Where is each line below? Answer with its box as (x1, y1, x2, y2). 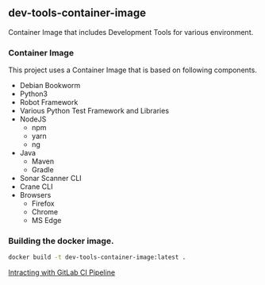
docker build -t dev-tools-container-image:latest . (8, 253, 186, 261)
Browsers (19, 191, 52, 200)
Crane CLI (19, 182, 53, 191)
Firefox (31, 198, 55, 209)
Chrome (31, 207, 58, 217)
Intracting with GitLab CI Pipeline (8, 268, 116, 277)
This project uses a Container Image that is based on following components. (8, 65, 258, 75)
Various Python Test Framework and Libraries (19, 106, 169, 116)
